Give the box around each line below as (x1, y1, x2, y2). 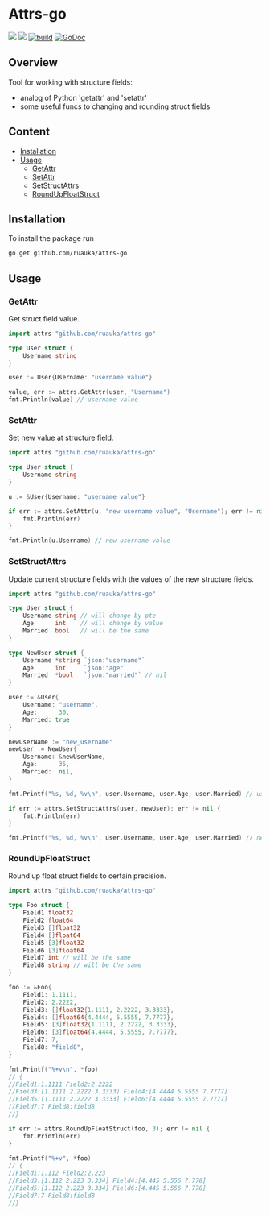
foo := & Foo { (8, 984, 52, 992)
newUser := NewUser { (8, 745, 78, 753)
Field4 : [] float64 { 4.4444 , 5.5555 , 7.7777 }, (22, 1013, 174, 1022)
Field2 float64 (22, 916, 74, 925)
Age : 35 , (22, 761, 70, 769)
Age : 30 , (22, 708, 70, 716)
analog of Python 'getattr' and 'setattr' (19, 93, 147, 102)
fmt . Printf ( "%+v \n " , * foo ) (8, 1065, 99, 1073)
